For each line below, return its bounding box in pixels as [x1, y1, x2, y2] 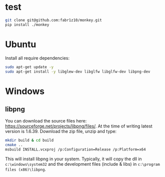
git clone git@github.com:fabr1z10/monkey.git [5, 18, 102, 23]
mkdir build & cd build [5, 138, 54, 143]
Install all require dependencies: [5, 55, 70, 61]
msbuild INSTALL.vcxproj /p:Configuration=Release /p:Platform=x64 [5, 147, 146, 152]
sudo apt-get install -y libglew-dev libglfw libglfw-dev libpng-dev [5, 69, 151, 74]
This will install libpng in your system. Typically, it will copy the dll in [5, 156, 142, 162]
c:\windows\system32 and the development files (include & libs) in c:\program [5, 161, 160, 167]
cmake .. [5, 143, 23, 148]
